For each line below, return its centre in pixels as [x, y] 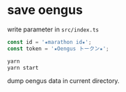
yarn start [23, 68]
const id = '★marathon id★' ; [49, 42]
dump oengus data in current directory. [63, 81]
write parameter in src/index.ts [53, 29]
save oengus [45, 10]
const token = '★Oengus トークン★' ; [58, 48]
